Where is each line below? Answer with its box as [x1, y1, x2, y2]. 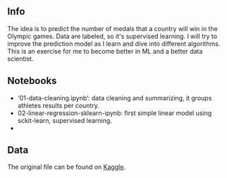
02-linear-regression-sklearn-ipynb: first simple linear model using [17, 109, 212, 117]
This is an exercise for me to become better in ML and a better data [7, 47, 203, 55]
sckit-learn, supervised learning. [17, 116, 113, 124]
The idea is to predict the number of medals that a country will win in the [7, 24, 219, 32]
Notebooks [7, 75, 57, 87]
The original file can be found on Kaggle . [7, 162, 125, 172]
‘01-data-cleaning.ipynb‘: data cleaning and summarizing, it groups [17, 93, 212, 102]
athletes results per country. [17, 101, 100, 109]
